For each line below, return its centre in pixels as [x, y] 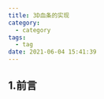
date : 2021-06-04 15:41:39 [52, 52]
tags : [17, 37]
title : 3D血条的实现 [39, 15]
